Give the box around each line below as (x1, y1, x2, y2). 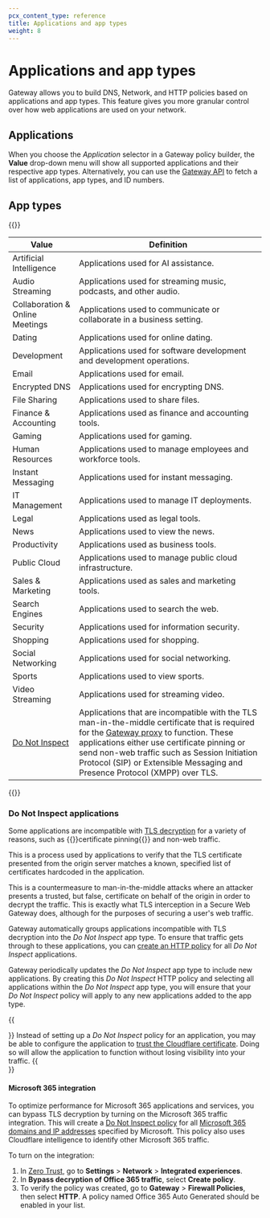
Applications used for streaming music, (79, 275, 227, 286)
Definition (149, 239, 188, 250)
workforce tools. (79, 453, 141, 465)
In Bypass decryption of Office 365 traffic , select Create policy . (19, 1175, 235, 1184)
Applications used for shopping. (79, 634, 199, 646)
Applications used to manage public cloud (79, 552, 238, 563)
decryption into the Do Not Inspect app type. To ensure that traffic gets (8, 933, 243, 942)
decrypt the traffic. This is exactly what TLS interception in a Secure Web (8, 900, 251, 909)
